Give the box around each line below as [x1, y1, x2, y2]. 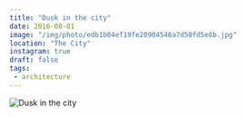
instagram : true [9, 47, 71, 56]
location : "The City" [9, 38, 92, 48]
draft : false [9, 55, 59, 64]
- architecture [13, 73, 71, 82]
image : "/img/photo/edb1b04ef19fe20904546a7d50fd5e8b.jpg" [9, 30, 238, 39]
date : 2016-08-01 [9, 22, 75, 31]
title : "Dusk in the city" [9, 13, 112, 23]
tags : [9, 64, 30, 73]
